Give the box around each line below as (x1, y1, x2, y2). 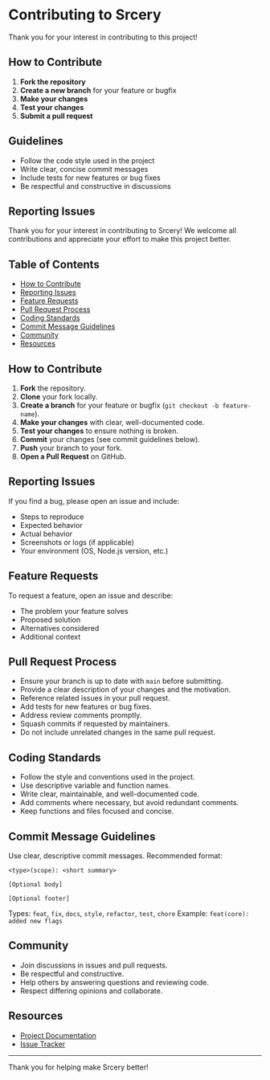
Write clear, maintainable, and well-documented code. (19, 789, 199, 799)
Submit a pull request (19, 111, 93, 121)
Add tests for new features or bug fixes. (19, 702, 153, 712)
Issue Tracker (19, 1039, 66, 1049)
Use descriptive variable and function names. (19, 781, 171, 791)
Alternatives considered (19, 623, 100, 632)
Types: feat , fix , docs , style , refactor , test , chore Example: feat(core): (8, 909, 250, 918)
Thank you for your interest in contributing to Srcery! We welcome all (8, 226, 237, 235)
